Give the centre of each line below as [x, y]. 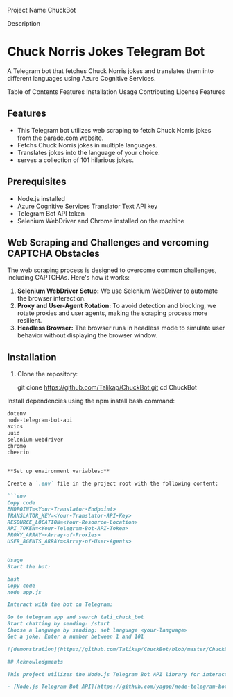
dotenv [17, 414]
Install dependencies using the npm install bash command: [91, 401]
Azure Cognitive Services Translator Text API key [87, 206]
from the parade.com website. [60, 138]
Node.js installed [41, 198]
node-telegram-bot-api [40, 420]
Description [24, 23]
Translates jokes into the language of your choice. [89, 152]
